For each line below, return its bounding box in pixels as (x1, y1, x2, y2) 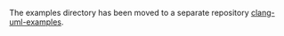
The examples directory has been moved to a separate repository (9, 8, 249, 18)
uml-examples (9, 17, 62, 27)
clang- (250, 8, 275, 18)
